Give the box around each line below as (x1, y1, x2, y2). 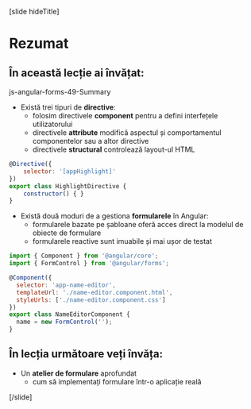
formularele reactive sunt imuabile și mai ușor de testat (32, 237, 213, 246)
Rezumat (9, 35, 69, 52)
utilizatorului (32, 119, 73, 129)
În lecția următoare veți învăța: (9, 347, 164, 361)
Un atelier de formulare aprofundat (20, 368, 137, 378)
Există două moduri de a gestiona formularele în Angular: (20, 211, 209, 221)
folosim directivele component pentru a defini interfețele (32, 111, 218, 120)
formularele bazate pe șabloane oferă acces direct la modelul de (32, 220, 244, 230)
